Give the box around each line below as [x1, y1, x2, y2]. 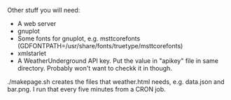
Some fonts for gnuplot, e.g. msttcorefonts [17, 34, 141, 43]
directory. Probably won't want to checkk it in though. [17, 64, 173, 72]
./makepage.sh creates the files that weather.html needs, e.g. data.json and [7, 78, 225, 86]
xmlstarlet [17, 49, 47, 57]
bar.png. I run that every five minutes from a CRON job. [7, 85, 166, 93]
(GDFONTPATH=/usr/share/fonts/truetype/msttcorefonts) [17, 42, 183, 50]
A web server [17, 20, 57, 27]
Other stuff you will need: [7, 6, 80, 14]
